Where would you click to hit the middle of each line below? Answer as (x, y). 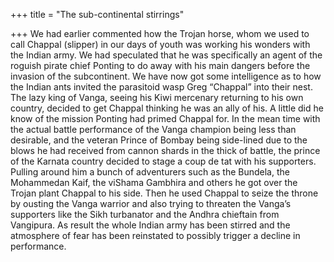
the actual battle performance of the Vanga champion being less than (153, 129)
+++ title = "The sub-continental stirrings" (97, 14)
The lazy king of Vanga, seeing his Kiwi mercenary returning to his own (157, 97)
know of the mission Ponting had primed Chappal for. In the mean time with (165, 118)
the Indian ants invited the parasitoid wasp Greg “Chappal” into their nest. (161, 87)
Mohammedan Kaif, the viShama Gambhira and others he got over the (154, 182)
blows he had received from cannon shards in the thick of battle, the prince (165, 150)
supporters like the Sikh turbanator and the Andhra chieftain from (145, 214)
